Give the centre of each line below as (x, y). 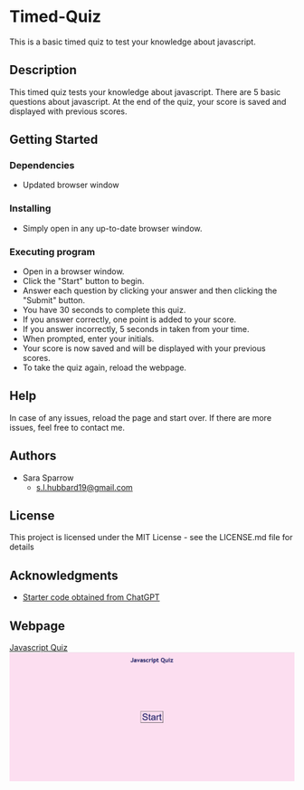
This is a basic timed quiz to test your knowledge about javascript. (133, 42)
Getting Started (54, 140)
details (22, 547)
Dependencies (42, 166)
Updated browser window (71, 185)
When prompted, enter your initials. (88, 339)
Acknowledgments (64, 575)
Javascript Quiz (38, 648)
